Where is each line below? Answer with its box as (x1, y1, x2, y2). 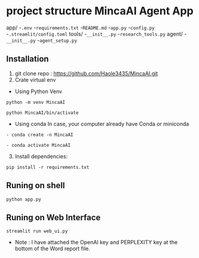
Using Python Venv (14, 88, 63, 95)
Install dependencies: (14, 152, 68, 159)
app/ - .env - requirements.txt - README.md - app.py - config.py (6, 24, 155, 31)
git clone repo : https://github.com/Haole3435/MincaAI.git (14, 70, 158, 77)
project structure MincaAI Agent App (6, 4, 194, 18)
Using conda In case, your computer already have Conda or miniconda (14, 120, 189, 127)
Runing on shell (6, 180, 65, 191)
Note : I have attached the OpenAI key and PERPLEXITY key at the (14, 239, 178, 246)
